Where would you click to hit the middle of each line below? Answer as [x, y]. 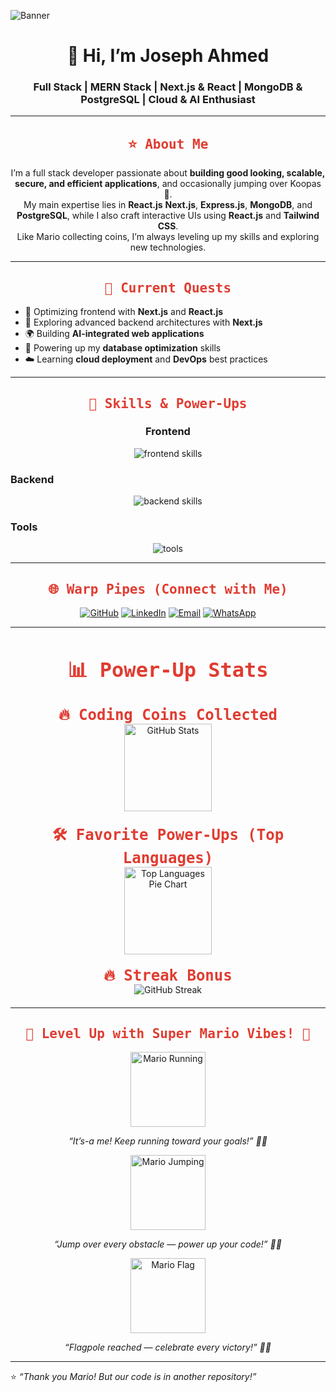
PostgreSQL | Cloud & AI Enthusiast [168, 100]
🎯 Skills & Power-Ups [168, 403]
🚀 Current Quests [168, 288]
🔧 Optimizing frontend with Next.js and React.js [124, 312]
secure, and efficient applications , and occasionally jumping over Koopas [168, 184]
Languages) [168, 857]
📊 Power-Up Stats [168, 670]
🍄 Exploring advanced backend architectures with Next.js [143, 322]
